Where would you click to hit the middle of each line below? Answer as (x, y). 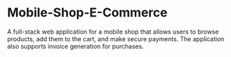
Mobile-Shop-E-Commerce (87, 13)
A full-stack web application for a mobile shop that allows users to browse (113, 32)
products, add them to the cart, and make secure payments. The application (116, 38)
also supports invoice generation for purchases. (76, 46)
